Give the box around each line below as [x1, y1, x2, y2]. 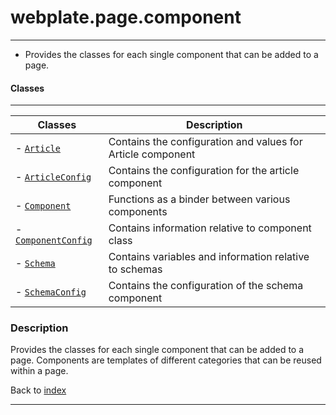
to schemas [108, 262, 163, 276]
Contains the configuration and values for [108, 135, 303, 149]
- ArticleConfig [15, 170, 92, 184]
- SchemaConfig [15, 285, 87, 299]
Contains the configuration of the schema [108, 279, 304, 293]
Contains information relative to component [108, 221, 312, 235]
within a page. [10, 365, 69, 377]
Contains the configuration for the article [108, 164, 300, 178]
